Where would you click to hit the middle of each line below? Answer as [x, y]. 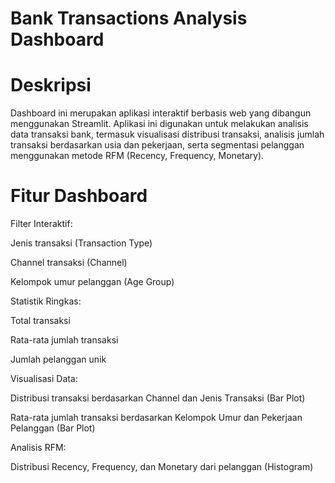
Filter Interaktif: [41, 224]
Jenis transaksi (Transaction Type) [81, 243]
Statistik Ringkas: [46, 301]
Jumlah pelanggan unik [58, 359]
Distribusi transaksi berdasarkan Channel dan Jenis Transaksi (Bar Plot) [158, 398]
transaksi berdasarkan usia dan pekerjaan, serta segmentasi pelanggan [157, 145]
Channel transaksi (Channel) [69, 263]
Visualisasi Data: [44, 379]
